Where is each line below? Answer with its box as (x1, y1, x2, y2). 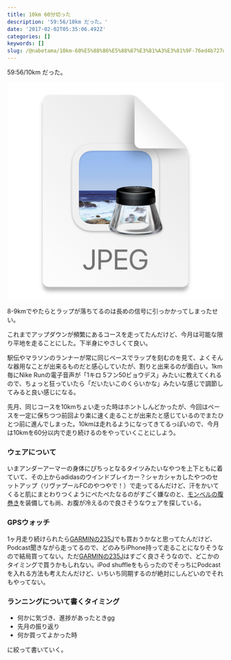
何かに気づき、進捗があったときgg (16, 613, 115, 621)
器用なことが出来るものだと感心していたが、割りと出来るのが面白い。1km (12, 362, 223, 370)
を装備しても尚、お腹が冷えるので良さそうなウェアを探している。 (19, 499, 206, 507)
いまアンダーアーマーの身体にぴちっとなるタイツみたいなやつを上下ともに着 (7, 464, 223, 473)
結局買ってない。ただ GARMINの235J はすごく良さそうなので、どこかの (19, 552, 220, 560)
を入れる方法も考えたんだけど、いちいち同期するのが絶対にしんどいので (7, 569, 212, 577)
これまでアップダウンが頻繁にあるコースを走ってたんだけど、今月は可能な (7, 331, 217, 338)
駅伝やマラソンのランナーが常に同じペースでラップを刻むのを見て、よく (7, 353, 212, 362)
